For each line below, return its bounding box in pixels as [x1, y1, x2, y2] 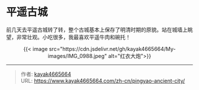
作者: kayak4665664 [20, 70, 71, 78]
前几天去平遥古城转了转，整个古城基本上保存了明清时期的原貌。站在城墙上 [6, 26, 188, 33]
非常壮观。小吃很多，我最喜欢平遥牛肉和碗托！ [16, 33, 131, 40]
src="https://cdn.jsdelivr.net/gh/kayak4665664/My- [49, 45, 176, 52]
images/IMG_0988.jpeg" [47, 52, 107, 59]
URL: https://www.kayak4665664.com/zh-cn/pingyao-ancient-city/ [20, 77, 185, 84]
